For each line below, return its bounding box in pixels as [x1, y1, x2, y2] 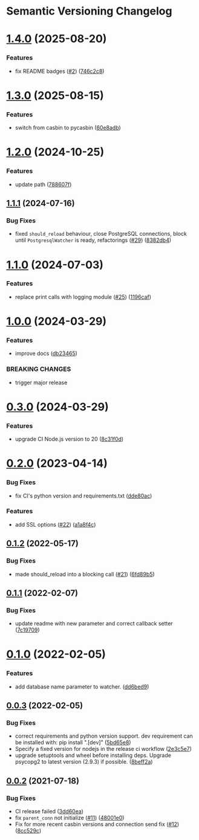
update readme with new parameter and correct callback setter [15, 620, 174, 627]
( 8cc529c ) [15, 827, 42, 835]
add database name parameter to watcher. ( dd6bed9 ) [15, 683, 149, 690]
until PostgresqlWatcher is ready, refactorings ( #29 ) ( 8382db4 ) [15, 236, 172, 244]
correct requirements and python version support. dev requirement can [15, 732, 194, 740]
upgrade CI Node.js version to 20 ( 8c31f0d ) [15, 435, 124, 443]
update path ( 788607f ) [15, 181, 72, 188]
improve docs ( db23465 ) [15, 350, 77, 357]
